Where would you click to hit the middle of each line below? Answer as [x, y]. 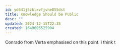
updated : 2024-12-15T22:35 [33, 24]
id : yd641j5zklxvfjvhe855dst [35, 10]
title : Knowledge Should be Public [42, 14]
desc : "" [14, 19]
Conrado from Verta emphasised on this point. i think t [60, 42]
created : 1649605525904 [30, 28]
